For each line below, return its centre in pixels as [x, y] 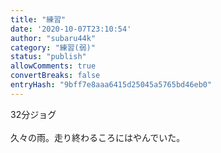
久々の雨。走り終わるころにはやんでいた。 [98, 137]
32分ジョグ [33, 114]
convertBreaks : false [55, 76]
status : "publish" [48, 57]
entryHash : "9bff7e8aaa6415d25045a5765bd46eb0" [111, 85]
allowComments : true [53, 66]
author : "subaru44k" [53, 38]
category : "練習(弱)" [53, 47]
